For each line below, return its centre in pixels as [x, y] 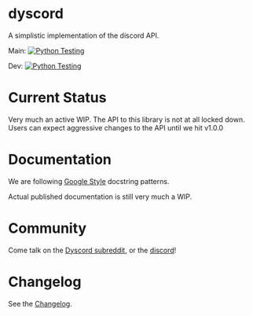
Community [48, 228]
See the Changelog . [40, 303]
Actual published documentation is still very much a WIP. [100, 197]
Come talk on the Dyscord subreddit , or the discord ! [92, 250]
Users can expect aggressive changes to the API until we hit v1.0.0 [116, 127]
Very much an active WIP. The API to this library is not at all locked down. [126, 119]
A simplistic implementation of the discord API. [84, 35]
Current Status [57, 98]
